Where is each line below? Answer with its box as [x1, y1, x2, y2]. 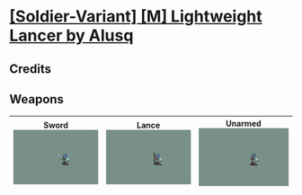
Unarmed [226, 118, 262, 129]
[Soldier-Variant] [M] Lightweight [9, 6, 262, 27]
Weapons [9, 92, 65, 107]
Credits [9, 61, 52, 76]
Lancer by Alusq [9, 25, 134, 46]
